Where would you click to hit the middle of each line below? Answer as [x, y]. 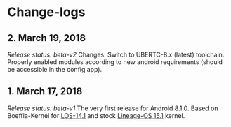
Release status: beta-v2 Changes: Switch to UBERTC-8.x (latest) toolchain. [116, 54]
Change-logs [46, 12]
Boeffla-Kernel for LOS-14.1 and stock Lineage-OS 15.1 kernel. [96, 115]
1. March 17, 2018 [45, 91]
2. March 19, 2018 [47, 38]
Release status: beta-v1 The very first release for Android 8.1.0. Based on [113, 108]
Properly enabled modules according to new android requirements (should [115, 62]
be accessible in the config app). [55, 69]
